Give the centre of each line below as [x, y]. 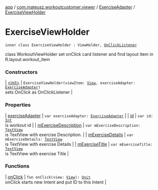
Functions [17, 166]
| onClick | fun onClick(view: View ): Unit [48, 177]
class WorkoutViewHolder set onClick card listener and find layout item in [79, 54]
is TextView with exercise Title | [37, 153]
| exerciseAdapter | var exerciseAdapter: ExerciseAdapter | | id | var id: [79, 116]
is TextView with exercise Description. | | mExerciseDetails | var [69, 135]
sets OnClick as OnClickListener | [39, 92]
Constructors [21, 72]
